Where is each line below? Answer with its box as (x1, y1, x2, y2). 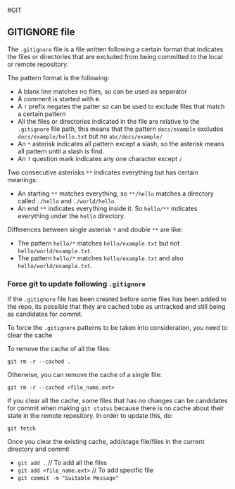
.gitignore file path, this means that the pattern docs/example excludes (17, 125, 224, 133)
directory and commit (7, 445, 70, 453)
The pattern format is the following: (7, 73, 110, 82)
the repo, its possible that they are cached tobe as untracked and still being (7, 303, 226, 311)
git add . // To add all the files (17, 459, 108, 467)
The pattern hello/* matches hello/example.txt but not (17, 239, 180, 247)
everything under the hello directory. (17, 211, 126, 220)
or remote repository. (7, 60, 69, 68)
